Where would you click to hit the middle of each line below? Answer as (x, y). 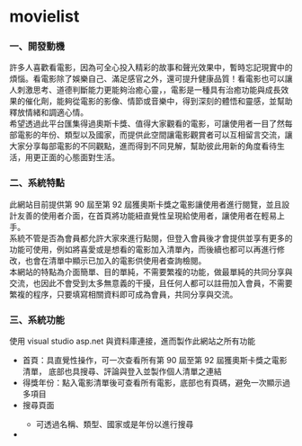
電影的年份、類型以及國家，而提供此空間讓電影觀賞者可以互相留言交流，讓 (155, 135)
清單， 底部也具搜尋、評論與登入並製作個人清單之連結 (122, 371)
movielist (44, 17)
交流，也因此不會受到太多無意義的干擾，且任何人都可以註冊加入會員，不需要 (151, 283)
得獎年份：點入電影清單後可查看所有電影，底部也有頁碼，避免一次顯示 (152, 383)
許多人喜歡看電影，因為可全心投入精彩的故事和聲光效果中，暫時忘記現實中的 (151, 67)
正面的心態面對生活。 (80, 157)
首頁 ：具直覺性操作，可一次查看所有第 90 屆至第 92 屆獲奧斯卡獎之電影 (155, 361)
